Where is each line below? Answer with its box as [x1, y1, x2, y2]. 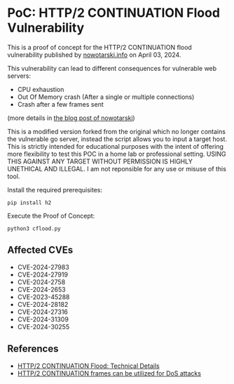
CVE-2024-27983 [17, 263, 70, 271]
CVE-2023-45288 [17, 293, 70, 301]
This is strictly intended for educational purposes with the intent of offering [7, 142, 224, 150]
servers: [7, 72, 32, 80]
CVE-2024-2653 [17, 285, 66, 293]
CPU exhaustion [17, 85, 64, 93]
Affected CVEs [7, 244, 74, 256]
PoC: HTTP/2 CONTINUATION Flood [7, 5, 221, 21]
